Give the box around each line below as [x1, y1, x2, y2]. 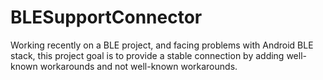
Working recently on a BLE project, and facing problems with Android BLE [10, 39, 314, 51]
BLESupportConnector [10, 6, 203, 29]
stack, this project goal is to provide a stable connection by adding [10, 49, 285, 61]
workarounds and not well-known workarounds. [39, 60, 238, 72]
